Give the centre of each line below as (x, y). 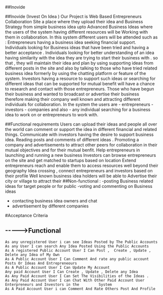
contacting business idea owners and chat (54, 201)
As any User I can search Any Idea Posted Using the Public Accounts (77, 246)
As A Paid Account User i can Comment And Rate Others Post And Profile (80, 289)
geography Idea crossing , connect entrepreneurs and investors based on (79, 171)
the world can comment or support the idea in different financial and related (81, 129)
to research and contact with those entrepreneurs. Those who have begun (80, 89)
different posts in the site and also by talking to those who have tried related (81, 68)
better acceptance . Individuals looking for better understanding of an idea (80, 53)
